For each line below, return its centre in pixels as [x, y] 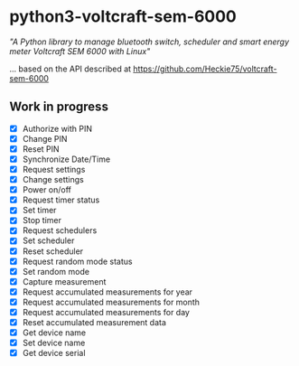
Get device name [54, 333]
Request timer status [61, 200]
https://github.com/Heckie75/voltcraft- [205, 69]
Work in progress [59, 107]
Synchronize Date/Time [66, 159]
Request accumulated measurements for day [106, 312]
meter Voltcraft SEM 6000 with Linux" [80, 51]
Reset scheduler [53, 251]
